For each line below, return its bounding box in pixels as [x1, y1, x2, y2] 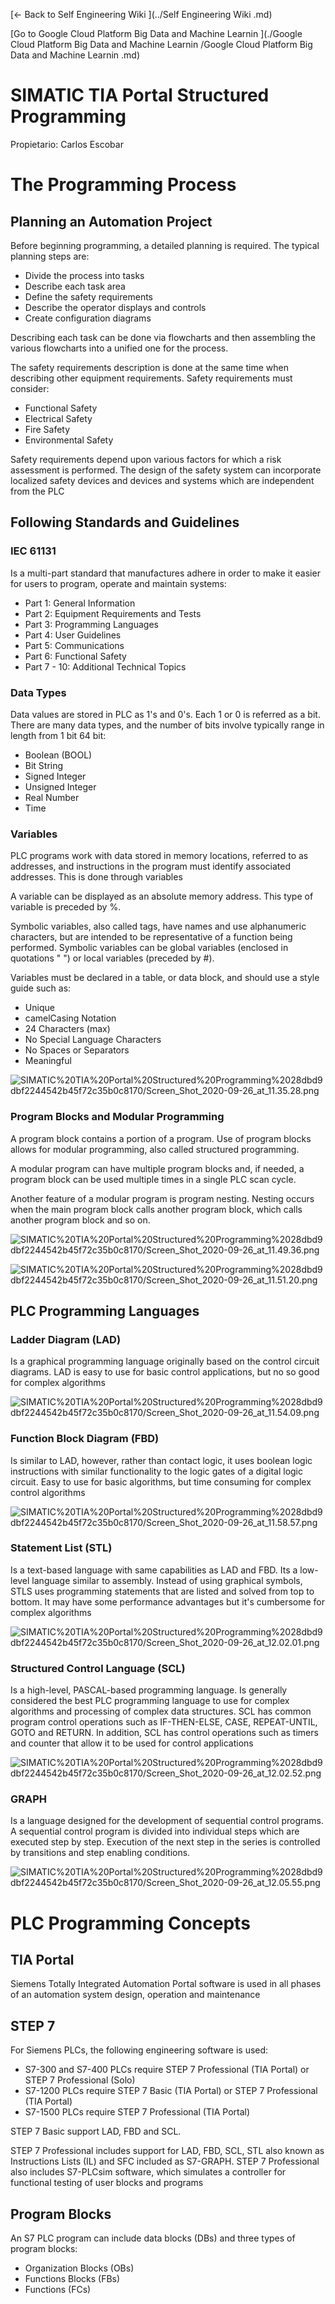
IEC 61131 [10, 544, 57, 558]
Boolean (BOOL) [24, 749, 93, 761]
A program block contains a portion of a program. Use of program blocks [10, 1132, 312, 1144]
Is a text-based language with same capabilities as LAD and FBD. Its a [10, 1564, 298, 1576]
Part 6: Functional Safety [24, 650, 127, 662]
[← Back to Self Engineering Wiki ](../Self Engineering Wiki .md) [10, 9, 273, 20]
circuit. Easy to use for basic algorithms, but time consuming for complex [10, 1475, 312, 1488]
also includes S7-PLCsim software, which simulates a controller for [10, 2166, 287, 2178]
